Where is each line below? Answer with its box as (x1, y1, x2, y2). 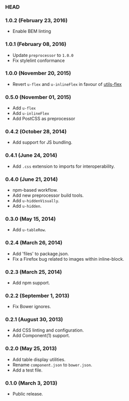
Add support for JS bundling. (12, 139, 72, 145)
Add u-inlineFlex (12, 110, 49, 116)
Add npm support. (12, 280, 50, 286)
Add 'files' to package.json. (12, 251, 69, 257)
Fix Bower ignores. (12, 304, 51, 310)
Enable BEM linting (12, 28, 51, 34)
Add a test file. (12, 367, 43, 373)
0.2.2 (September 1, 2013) (5, 292, 70, 299)
